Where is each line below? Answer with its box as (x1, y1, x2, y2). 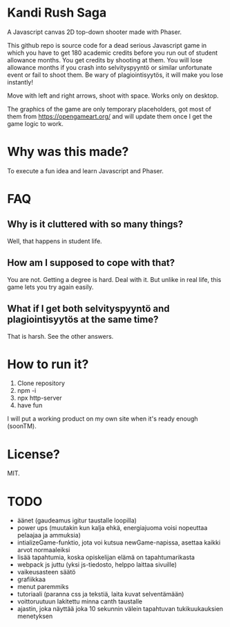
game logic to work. (7, 119, 64, 127)
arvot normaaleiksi (17, 546, 70, 554)
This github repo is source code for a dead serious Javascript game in (7, 41, 207, 49)
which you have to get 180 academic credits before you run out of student (7, 48, 218, 57)
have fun (17, 401, 43, 409)
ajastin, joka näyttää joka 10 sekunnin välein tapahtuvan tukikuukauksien (17, 605, 223, 613)
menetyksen (17, 612, 53, 621)
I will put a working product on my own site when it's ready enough (7, 414, 198, 423)
